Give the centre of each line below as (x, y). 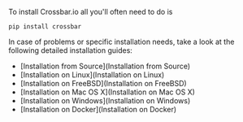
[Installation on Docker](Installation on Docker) (98, 109)
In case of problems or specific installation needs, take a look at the (121, 41)
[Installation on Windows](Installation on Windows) (105, 100)
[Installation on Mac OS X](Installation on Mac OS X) (107, 92)
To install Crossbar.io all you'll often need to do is (91, 12)
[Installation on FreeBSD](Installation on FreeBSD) (103, 83)
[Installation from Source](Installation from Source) (105, 66)
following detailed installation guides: (70, 50)
